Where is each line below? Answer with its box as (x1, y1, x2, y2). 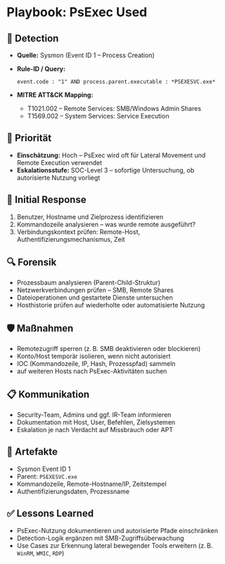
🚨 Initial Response (6, 194, 86, 206)
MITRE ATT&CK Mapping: (16, 91, 94, 99)
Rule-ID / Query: (16, 65, 66, 73)
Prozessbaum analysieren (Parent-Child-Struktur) (16, 278, 161, 287)
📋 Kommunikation (6, 388, 90, 400)
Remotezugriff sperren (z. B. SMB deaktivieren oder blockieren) (16, 345, 201, 353)
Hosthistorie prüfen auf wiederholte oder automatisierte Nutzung (16, 301, 205, 309)
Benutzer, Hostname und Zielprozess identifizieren (16, 212, 164, 221)
